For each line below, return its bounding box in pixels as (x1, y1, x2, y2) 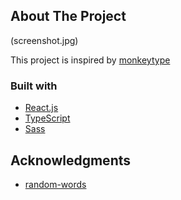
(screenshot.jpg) (10, 34, 79, 46)
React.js (24, 102, 59, 114)
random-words (24, 178, 87, 190)
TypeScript (24, 112, 71, 124)
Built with (10, 79, 58, 93)
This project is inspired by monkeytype (10, 54, 171, 66)
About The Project (10, 8, 127, 25)
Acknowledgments (10, 152, 132, 169)
